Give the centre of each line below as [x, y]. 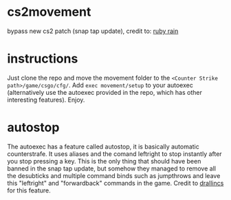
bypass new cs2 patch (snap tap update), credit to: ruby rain [93, 31]
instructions [43, 59]
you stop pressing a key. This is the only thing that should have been [104, 161]
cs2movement [49, 12]
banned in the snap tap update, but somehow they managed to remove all [112, 168]
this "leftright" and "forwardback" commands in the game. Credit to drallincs [115, 183]
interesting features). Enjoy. [46, 100]
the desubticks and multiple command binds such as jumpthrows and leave [114, 175]
